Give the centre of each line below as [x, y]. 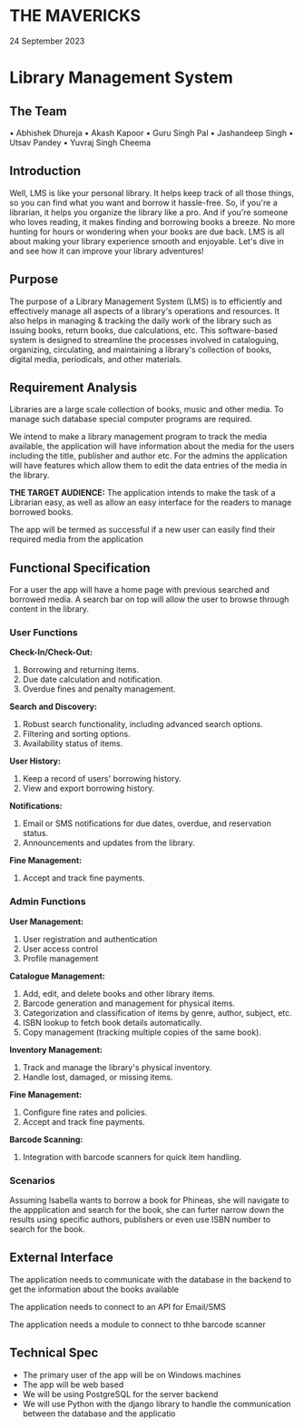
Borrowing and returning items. [80, 670]
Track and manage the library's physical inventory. [117, 1067]
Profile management [60, 958]
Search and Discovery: [54, 707]
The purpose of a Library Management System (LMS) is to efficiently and [146, 301]
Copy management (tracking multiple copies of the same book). [142, 1032]
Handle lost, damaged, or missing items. [98, 1077]
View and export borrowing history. [88, 788]
